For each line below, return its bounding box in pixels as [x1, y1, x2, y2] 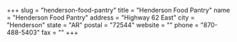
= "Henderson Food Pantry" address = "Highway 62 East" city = [6, 13, 195, 22]
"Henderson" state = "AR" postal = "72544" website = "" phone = [6, 21, 199, 29]
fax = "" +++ [41, 28, 79, 36]
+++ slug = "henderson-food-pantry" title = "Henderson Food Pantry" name [6, 6, 231, 14]
